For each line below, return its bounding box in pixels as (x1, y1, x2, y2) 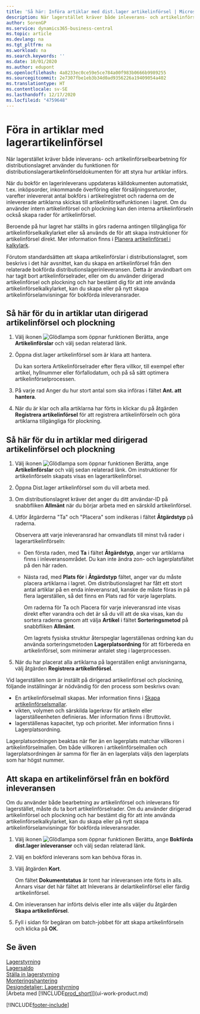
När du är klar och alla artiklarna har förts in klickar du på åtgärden (14, 405, 178, 412)
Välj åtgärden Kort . (14, 865, 61, 872)
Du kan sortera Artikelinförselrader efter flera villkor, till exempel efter (14, 363, 185, 370)
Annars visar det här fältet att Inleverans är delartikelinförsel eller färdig (14, 883, 190, 890)
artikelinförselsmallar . (14, 701, 67, 708)
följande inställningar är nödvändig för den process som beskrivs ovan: (6, 683, 180, 690)
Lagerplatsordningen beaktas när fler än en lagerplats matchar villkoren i (6, 738, 185, 745)
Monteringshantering (6, 977, 58, 984)
